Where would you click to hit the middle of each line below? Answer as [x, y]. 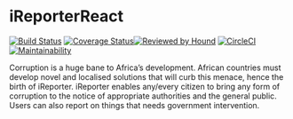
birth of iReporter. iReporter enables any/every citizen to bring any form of [145, 86]
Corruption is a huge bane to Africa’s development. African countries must [145, 67]
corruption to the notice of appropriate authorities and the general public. [143, 96]
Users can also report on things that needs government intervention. [135, 105]
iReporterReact [67, 16]
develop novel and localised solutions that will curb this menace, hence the [146, 76]
